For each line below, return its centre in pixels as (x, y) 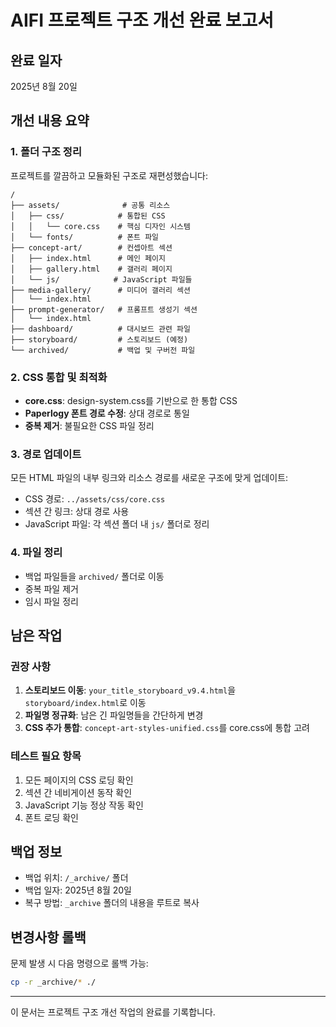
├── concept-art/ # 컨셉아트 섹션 (91, 247)
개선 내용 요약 (50, 121)
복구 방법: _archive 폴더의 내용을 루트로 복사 (112, 903)
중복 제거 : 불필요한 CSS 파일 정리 (89, 425)
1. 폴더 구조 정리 (46, 152)
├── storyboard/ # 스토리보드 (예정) (99, 339)
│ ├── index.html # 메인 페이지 (88, 258)
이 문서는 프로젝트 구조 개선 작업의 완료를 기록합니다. (113, 1012)
